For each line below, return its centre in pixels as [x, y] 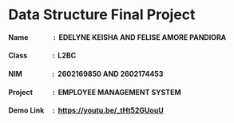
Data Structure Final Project [102, 15]
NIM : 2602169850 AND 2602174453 [86, 73]
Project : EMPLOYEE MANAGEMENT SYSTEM [95, 92]
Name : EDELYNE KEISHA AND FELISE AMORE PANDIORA [117, 37]
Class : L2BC [42, 56]
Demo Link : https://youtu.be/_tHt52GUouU [86, 110]
